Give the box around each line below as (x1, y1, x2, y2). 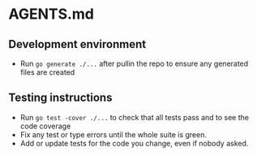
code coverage (19, 121, 71, 131)
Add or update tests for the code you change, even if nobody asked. (19, 138, 249, 148)
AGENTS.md (8, 5, 95, 24)
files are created (19, 67, 75, 77)
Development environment (8, 37, 147, 51)
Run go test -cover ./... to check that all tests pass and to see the (19, 112, 250, 122)
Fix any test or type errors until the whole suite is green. (19, 129, 207, 139)
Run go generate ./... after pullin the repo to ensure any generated (19, 58, 249, 68)
